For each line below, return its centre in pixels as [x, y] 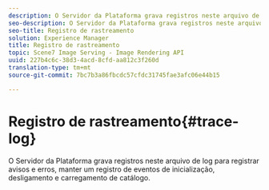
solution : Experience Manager [59, 38]
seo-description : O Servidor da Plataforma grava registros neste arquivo [136, 23]
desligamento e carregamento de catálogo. [79, 177]
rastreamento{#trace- [164, 121]
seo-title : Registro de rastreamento [71, 30]
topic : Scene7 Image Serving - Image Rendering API [96, 53]
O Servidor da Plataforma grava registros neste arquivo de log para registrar [134, 160]
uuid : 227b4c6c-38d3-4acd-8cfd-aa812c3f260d [84, 61]
